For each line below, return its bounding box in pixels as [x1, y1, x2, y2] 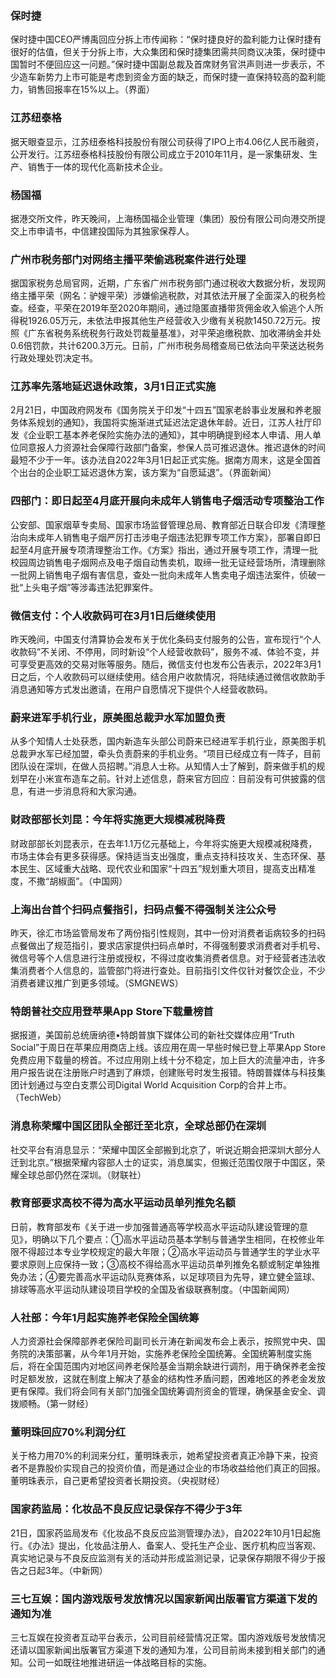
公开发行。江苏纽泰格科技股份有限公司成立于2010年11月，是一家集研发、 [10, 148, 310, 160]
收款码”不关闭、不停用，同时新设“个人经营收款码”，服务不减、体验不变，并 [10, 646, 320, 658]
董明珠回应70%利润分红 [10, 1425, 127, 1439]
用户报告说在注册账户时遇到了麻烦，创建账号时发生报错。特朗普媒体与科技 [10, 1067, 317, 1079]
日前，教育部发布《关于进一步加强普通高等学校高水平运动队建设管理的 [10, 1220, 300, 1232]
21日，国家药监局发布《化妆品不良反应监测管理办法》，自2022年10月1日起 [10, 1527, 312, 1539]
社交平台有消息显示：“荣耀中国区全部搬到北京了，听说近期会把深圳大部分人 [10, 1143, 322, 1156]
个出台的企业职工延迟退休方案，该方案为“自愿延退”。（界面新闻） [10, 467, 277, 479]
